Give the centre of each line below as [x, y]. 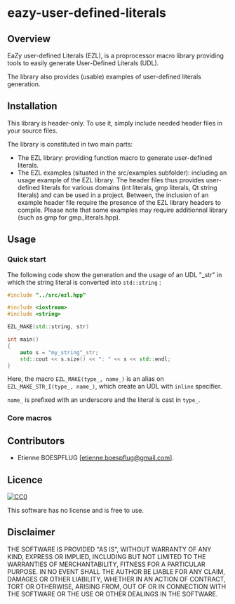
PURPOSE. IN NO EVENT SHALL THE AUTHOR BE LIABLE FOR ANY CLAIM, [116, 571]
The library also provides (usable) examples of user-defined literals [104, 76]
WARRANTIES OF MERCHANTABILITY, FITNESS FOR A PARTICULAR [106, 564]
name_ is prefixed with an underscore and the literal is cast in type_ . [104, 400]
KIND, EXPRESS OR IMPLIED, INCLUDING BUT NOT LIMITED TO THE [107, 556]
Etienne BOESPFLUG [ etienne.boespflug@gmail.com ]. [95, 458]
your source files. [33, 130]
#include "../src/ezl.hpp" [47, 295]
